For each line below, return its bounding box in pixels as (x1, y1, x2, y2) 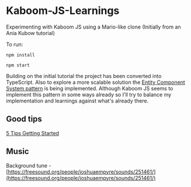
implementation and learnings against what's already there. (6, 97, 149, 104)
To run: (6, 41, 23, 48)
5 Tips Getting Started (6, 129, 60, 136)
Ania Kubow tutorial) (6, 29, 55, 36)
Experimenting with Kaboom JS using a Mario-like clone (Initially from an (6, 23, 181, 30)
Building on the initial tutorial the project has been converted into (6, 72, 162, 79)
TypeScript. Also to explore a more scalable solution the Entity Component (6, 79, 185, 86)
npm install (6, 52, 35, 58)
